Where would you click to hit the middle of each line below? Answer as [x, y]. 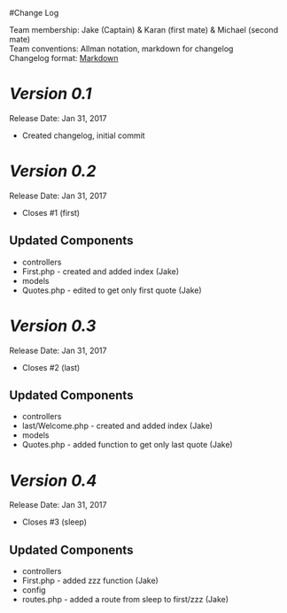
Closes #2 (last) [51, 367]
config [34, 590]
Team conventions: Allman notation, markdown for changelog [121, 49]
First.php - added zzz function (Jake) [90, 581]
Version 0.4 [53, 480]
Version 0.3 [53, 326]
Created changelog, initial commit [83, 135]
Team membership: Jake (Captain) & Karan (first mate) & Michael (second [144, 30]
